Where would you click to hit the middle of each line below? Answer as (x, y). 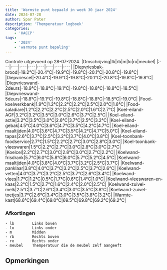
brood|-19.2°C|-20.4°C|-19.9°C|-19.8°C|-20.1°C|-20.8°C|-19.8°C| (72, 72)
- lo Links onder (31, 228)
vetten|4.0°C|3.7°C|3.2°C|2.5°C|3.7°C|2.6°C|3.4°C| (58, 173)
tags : (11, 38)
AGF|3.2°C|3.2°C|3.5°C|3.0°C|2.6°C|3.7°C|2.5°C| (56, 115)
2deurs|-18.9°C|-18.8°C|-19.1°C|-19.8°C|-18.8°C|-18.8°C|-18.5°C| (71, 88)
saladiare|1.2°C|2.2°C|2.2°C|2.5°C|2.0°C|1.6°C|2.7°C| (60, 109)
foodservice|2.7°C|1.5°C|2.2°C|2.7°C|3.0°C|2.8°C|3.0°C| (63, 142)
